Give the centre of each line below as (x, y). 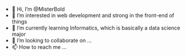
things (19, 22)
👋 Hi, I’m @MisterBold (38, 9)
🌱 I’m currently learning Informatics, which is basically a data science (96, 28)
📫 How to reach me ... (39, 47)
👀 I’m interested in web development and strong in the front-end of (93, 15)
